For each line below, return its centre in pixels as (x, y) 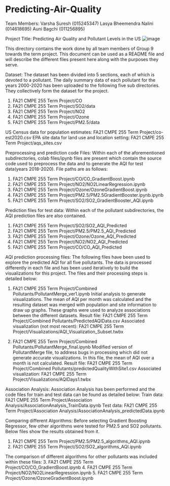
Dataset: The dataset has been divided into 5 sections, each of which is (80, 74)
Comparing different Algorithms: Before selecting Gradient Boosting (76, 420)
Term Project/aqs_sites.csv (33, 143)
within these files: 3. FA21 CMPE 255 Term (49, 462)
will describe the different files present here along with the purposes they (82, 59)
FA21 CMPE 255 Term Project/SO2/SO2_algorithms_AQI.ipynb (77, 446)
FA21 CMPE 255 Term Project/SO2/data (54, 106)
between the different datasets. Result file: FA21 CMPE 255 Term (80, 315)
